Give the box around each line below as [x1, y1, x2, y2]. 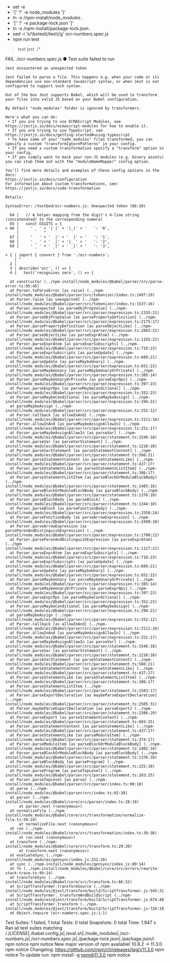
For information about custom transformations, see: [5, 181, 119, 187]
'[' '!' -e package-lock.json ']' [12, 20, 74, 26]
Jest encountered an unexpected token [5, 66, 87, 71]
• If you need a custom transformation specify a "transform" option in [7, 146, 164, 151]
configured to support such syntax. [5, 83, 82, 88]
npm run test [12, 36, 39, 42]
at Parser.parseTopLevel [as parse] [10, 777, 87, 782]
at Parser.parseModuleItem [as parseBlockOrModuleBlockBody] [10, 741, 142, 747]
